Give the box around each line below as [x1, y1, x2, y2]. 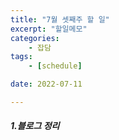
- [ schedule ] [28, 61, 83, 71]
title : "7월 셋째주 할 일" [10, 14, 110, 25]
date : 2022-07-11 [10, 79, 83, 90]
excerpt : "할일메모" [10, 24, 88, 34]
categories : [10, 33, 60, 43]
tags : [10, 52, 33, 62]
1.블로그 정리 [10, 120, 60, 132]
